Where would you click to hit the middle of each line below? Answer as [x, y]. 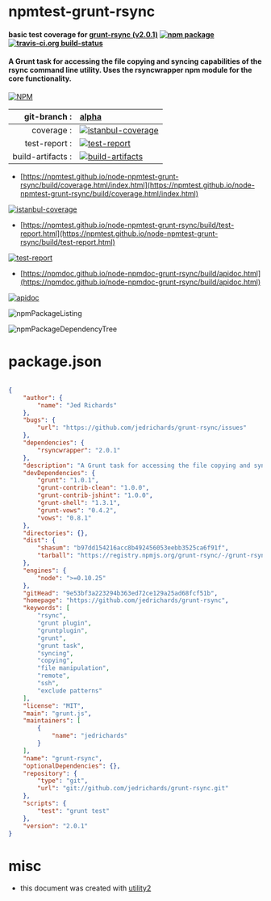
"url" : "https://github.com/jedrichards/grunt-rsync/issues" [142, 428]
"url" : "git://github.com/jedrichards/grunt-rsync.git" [133, 789]
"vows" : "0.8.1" [65, 518]
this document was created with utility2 [85, 888]
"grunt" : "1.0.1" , [68, 480]
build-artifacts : [42, 156]
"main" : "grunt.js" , [57, 714]
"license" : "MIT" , [54, 705]
